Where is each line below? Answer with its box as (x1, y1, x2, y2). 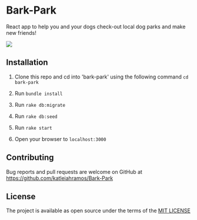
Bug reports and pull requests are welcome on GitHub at (6, 168, 143, 175)
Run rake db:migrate (14, 101, 66, 108)
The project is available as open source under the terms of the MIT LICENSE (6, 207, 191, 214)
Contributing (6, 153, 54, 163)
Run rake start (14, 124, 52, 131)
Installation (6, 57, 48, 68)
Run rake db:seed (14, 113, 58, 120)
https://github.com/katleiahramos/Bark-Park (6, 175, 113, 182)
